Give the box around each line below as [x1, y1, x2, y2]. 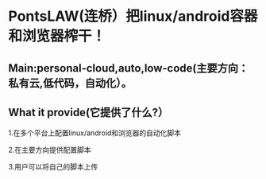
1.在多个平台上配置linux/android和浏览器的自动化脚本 [8, 128, 181, 138]
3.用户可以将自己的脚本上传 [8, 162, 98, 172]
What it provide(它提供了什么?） [8, 105, 169, 119]
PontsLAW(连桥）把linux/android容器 [8, 7, 258, 25]
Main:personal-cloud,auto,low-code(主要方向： [8, 61, 249, 75]
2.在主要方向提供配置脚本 [8, 145, 91, 155]
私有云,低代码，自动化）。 [8, 76, 133, 90]
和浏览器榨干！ [8, 27, 106, 45]
